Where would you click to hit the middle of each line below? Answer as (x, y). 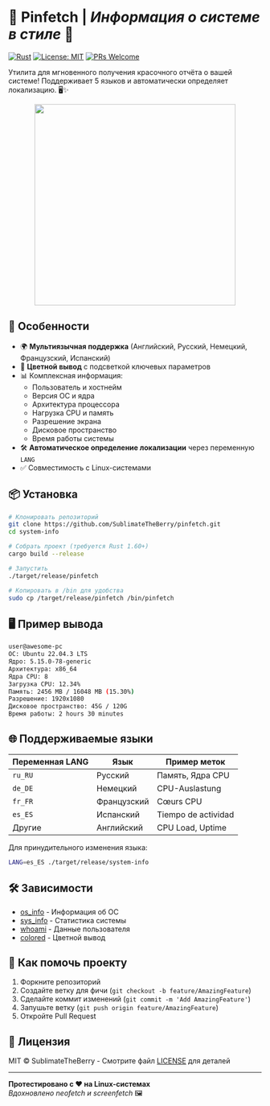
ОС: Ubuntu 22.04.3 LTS (48, 654)
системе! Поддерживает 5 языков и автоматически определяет (119, 80)
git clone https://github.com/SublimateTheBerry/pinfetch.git (115, 524)
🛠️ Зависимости (51, 888)
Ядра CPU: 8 (28, 676)
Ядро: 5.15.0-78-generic (50, 662)
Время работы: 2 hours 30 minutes (66, 714)
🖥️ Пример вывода (56, 624)
